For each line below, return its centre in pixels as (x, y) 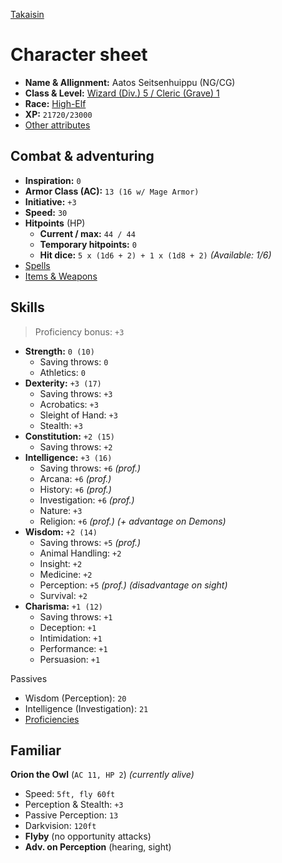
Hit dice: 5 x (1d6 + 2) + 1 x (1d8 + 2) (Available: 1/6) (155, 255)
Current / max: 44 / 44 (87, 233)
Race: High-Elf (55, 103)
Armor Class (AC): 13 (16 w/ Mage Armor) (112, 191)
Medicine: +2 (66, 574)
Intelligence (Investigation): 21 (86, 708)
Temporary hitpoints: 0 (88, 244)
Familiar (36, 750)
